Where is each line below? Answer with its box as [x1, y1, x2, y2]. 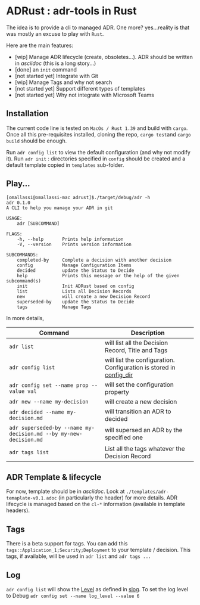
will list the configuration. [105, 356, 175, 364]
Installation [6, 108, 49, 119]
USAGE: [6, 215, 23, 221]
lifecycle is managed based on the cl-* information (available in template [6, 501, 186, 508]
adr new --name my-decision [9, 398, 89, 405]
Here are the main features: [6, 42, 73, 49]
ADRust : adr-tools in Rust [6, 4, 137, 18]
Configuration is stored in [105, 363, 176, 371]
